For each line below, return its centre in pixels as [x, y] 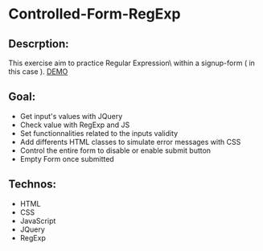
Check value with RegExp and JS [75, 125]
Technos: [33, 185]
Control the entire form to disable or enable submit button [115, 150]
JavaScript [38, 220]
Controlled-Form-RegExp [95, 14]
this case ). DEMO [38, 72]
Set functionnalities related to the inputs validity [99, 133]
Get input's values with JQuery [71, 116]
